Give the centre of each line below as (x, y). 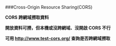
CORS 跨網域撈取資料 (27, 17)
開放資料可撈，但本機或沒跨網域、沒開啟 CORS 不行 (58, 28)
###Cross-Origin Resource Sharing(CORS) (49, 7)
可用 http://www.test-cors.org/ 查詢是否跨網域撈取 (58, 38)
